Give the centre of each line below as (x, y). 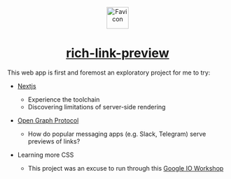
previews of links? (54, 141)
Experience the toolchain (64, 99)
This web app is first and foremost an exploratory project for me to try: (109, 72)
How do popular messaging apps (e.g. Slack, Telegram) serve (117, 134)
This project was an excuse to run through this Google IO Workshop (126, 168)
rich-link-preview (118, 53)
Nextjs (27, 86)
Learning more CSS (45, 155)
